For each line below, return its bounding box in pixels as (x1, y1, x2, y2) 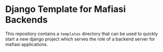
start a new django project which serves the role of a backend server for (5, 36, 155, 42)
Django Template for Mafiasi (5, 3, 126, 15)
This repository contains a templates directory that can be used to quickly (5, 30, 158, 36)
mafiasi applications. (5, 41, 48, 47)
